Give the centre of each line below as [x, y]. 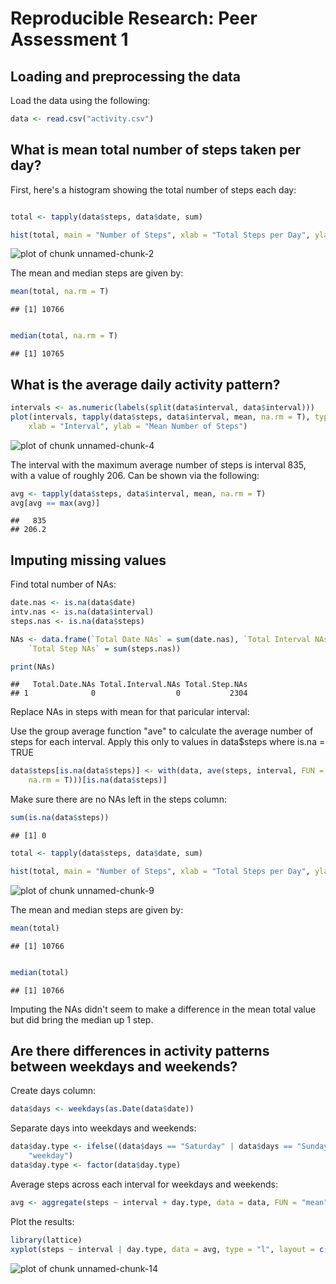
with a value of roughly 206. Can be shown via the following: [135, 475]
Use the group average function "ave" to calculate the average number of [162, 731]
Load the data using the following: [80, 100]
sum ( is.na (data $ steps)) [60, 818]
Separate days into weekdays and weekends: [103, 1128]
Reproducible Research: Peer [134, 18]
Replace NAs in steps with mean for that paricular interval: [130, 712]
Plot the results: [42, 1221]
